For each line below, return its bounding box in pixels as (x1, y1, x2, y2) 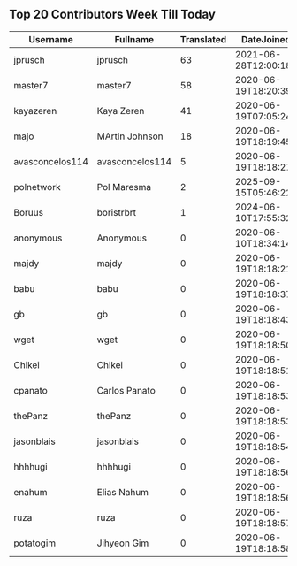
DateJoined (241, 33, 292, 45)
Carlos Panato (96, 384, 156, 396)
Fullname (114, 33, 155, 45)
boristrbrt (96, 206, 137, 218)
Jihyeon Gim (96, 537, 149, 549)
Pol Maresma (96, 180, 152, 193)
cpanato (13, 384, 49, 396)
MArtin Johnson (96, 130, 164, 142)
